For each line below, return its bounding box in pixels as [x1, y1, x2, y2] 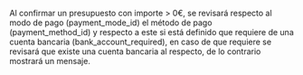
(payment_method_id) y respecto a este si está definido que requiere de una [9, 27, 294, 37]
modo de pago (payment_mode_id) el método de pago [9, 17, 213, 28]
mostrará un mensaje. [9, 56, 90, 66]
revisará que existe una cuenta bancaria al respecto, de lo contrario [9, 46, 261, 57]
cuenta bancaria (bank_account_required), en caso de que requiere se [9, 36, 272, 47]
